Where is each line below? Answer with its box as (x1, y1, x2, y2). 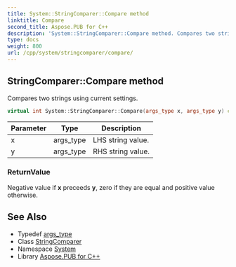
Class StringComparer (17, 237, 82, 245)
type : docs (7, 36, 39, 43)
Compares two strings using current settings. (7, 94, 138, 102)
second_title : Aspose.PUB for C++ (7, 23, 109, 30)
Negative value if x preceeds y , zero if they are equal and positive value (7, 183, 216, 191)
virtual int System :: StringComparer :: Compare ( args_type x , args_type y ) (7, 107, 225, 114)
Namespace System (17, 245, 76, 253)
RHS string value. (92, 146, 150, 156)
